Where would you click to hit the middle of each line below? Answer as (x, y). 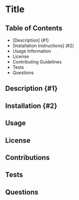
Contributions (27, 158)
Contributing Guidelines (37, 62)
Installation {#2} (31, 106)
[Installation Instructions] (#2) (43, 46)
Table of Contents (34, 28)
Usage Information (32, 51)
